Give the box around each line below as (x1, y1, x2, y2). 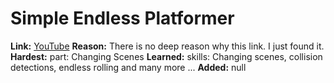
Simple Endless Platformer (10, 7, 235, 30)
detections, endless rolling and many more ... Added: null (10, 61, 247, 73)
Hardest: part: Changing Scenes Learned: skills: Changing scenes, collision (10, 50, 323, 62)
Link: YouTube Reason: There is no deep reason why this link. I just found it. (10, 40, 325, 52)
